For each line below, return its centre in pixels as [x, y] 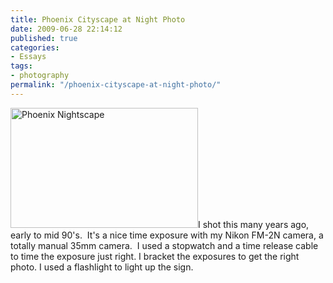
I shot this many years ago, [254, 224]
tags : [21, 66]
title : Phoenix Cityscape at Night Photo [98, 19]
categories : [35, 47]
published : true [44, 38]
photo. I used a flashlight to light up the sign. [102, 267]
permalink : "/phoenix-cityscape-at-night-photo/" [116, 85]
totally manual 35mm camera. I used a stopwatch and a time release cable [164, 245]
